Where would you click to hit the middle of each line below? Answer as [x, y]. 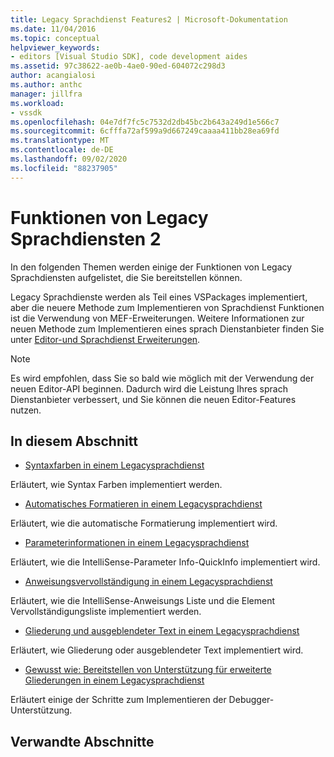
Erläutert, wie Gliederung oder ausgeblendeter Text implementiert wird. [157, 650]
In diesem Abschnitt [74, 441]
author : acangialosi [53, 76]
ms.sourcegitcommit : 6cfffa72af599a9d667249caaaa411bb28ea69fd [145, 131]
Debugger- [251, 700]
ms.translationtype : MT [60, 141]
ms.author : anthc [46, 85]
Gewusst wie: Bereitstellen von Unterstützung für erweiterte [148, 670]
